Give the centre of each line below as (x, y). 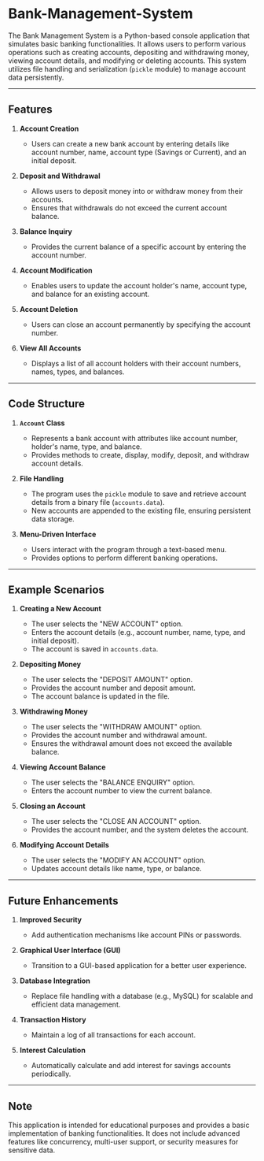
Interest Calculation (53, 1050)
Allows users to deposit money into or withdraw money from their (137, 191)
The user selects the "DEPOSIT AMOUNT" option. (112, 680)
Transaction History (53, 1020)
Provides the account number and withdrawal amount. (119, 735)
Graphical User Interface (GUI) (70, 951)
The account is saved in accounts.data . (95, 649)
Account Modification (56, 270)
